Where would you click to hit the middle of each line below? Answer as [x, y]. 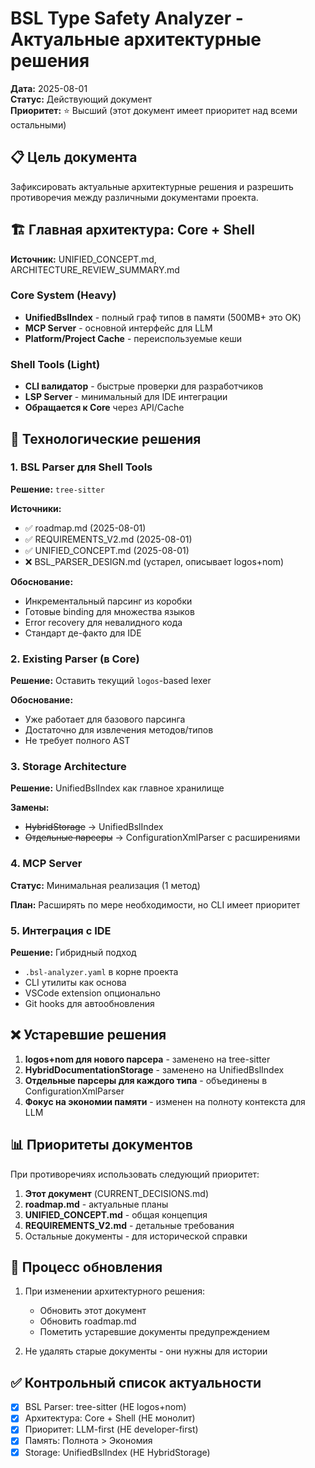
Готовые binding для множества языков [109, 611]
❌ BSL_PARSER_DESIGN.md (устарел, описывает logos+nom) [154, 561]
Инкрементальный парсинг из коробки [108, 601]
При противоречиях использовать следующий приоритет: [135, 1174]
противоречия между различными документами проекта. [134, 197]
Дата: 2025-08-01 [49, 88]
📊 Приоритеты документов [101, 1145]
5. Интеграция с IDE [61, 930]
